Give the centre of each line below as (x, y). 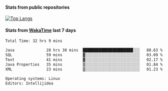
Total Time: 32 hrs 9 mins (34, 41)
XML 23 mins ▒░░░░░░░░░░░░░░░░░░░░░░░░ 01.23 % (84, 69)
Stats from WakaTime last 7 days (41, 30)
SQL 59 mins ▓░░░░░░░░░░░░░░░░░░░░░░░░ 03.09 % (84, 55)
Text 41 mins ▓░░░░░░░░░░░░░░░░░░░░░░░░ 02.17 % (84, 60)
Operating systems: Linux (33, 78)
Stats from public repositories (37, 7)
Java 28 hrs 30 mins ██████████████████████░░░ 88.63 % (84, 50)
